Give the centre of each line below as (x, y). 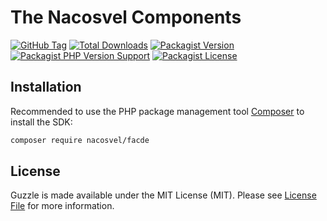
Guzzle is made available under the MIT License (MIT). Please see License (163, 195)
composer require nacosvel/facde (80, 140)
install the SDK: (41, 122)
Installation (46, 87)
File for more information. (62, 206)
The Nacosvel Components (126, 17)
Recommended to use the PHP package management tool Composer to (157, 111)
